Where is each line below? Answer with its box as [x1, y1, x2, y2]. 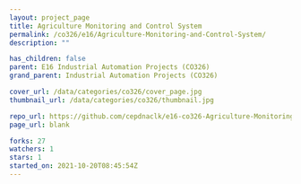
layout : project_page [9, 13, 90, 22]
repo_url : [9, 111, 47, 121]
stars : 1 [9, 153, 42, 162]
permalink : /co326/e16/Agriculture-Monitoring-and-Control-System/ [9, 30, 267, 39]
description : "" [9, 38, 70, 48]
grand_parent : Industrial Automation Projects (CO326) [9, 71, 219, 81]
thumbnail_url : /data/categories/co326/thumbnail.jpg [9, 95, 215, 104]
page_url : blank [9, 120, 70, 129]
